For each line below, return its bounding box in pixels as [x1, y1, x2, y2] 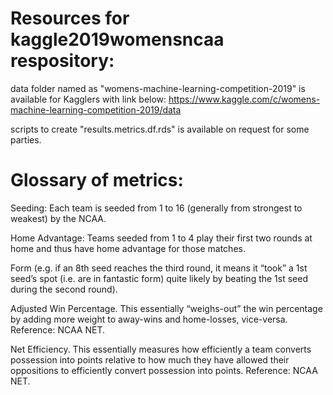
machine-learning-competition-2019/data [10, 103, 182, 116]
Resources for [10, 7, 130, 30]
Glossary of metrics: [10, 169, 184, 192]
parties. [10, 133, 42, 146]
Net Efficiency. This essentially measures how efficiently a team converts [10, 343, 312, 355]
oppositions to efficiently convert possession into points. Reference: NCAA [10, 364, 318, 376]
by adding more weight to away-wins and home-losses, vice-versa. [10, 313, 288, 325]
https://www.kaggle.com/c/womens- [168, 93, 321, 105]
